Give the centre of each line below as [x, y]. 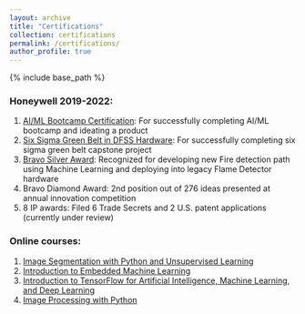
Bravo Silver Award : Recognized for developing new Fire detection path [156, 159]
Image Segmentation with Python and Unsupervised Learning [138, 261]
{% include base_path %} [57, 77]
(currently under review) [68, 218]
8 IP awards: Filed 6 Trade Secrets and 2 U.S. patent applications [144, 208]
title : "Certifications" [56, 26]
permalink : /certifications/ [65, 43]
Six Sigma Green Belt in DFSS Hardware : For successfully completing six [159, 140]
